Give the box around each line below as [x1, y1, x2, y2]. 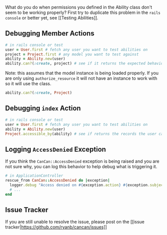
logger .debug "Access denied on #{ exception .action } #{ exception [9, 182, 148, 188]
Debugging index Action [5, 104, 81, 113]
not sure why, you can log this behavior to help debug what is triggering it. [5, 164, 158, 170]
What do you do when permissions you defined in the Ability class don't [5, 4, 153, 10]
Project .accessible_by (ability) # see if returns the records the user [5, 131, 157, 136]
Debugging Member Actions [5, 29, 94, 38]
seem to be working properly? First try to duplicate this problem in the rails [5, 9, 161, 15]
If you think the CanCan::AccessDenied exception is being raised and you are [5, 158, 160, 164]
